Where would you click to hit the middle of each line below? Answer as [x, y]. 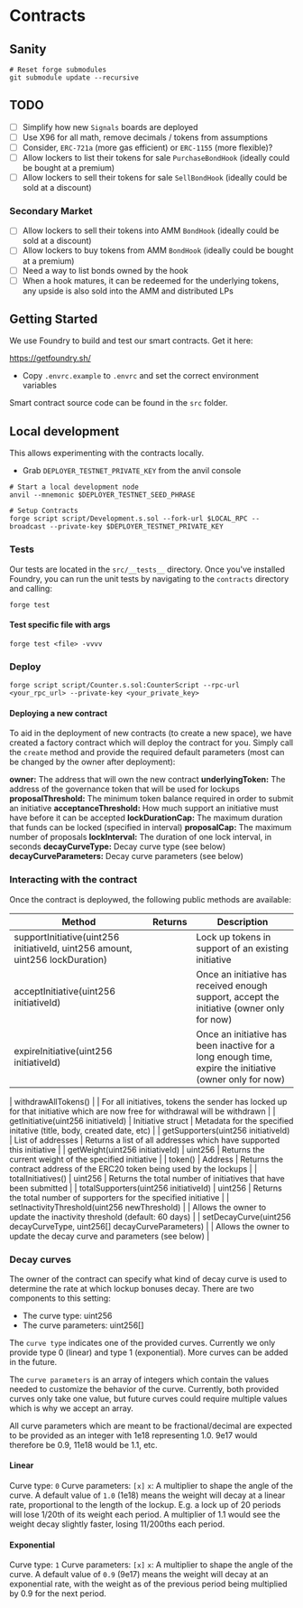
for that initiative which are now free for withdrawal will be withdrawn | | [142, 1111]
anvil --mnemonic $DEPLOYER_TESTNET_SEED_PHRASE [102, 495]
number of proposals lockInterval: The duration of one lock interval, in [141, 837]
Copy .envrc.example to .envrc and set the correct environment [141, 376]
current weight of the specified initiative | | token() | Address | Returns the [147, 1159]
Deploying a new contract [59, 713]
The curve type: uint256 [67, 1315]
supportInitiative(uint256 [67, 937]
